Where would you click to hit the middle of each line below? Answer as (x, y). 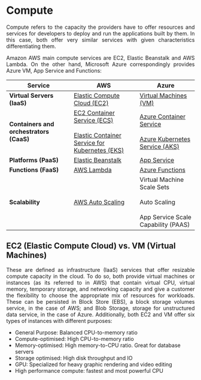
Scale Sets (154, 187)
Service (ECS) (94, 120)
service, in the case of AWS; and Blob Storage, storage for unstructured (100, 308)
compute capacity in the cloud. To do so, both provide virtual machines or (100, 276)
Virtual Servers (31, 95)
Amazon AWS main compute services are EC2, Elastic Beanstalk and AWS (100, 58)
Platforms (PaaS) (34, 160)
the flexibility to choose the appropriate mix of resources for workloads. (100, 295)
